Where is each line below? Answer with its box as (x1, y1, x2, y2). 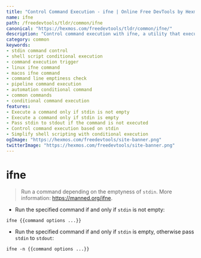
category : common (6, 37, 50, 43)
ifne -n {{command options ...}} (6, 246, 90, 252)
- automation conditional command (6, 87, 93, 93)
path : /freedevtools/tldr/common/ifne (6, 20, 103, 26)
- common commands (6, 92, 52, 98)
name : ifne (6, 14, 33, 20)
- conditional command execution (6, 98, 90, 104)
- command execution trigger (6, 59, 79, 65)
